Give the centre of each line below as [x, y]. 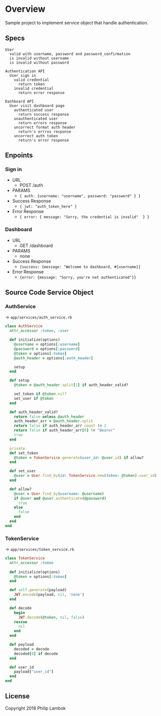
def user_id [22, 667]
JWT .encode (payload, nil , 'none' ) [49, 595]
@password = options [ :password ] [47, 349]
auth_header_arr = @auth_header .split [54, 421]
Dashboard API [20, 101]
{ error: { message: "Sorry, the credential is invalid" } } [84, 217]
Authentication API [25, 71]
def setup [19, 381]
